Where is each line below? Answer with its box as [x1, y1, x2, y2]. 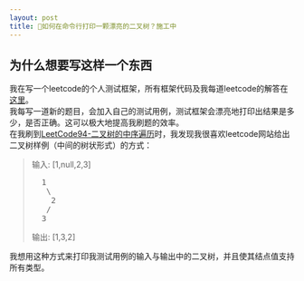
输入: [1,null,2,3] [31, 160, 91, 170]
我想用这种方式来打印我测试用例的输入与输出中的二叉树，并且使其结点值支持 [9, 251, 295, 262]
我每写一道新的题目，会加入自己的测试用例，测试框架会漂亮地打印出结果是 [9, 106, 287, 117]
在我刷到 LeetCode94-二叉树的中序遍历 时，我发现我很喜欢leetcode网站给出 [9, 129, 290, 140]
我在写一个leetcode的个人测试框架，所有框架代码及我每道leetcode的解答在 [9, 83, 289, 94]
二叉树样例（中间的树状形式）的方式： [9, 140, 152, 150]
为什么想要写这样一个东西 [9, 57, 152, 73]
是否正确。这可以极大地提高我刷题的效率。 [24, 117, 184, 128]
